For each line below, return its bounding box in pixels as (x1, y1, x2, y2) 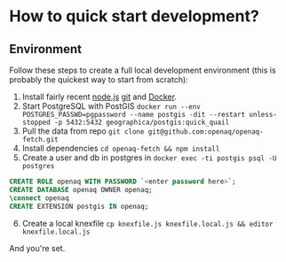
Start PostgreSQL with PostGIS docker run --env (21, 101, 202, 112)
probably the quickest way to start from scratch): (9, 74, 188, 85)
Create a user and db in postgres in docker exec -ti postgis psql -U (21, 152, 277, 163)
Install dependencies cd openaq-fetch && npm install (21, 143, 220, 153)
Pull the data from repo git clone (21, 126, 145, 136)
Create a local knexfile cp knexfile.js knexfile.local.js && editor (21, 218, 274, 228)
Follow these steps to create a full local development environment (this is (9, 65, 277, 75)
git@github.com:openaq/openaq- (147, 127, 264, 136)
